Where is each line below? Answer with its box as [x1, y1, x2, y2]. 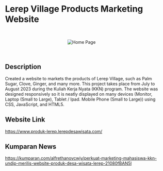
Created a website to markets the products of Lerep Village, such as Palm [5, 75, 152, 81]
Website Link [5, 116, 45, 124]
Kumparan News [5, 142, 57, 151]
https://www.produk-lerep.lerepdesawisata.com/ [5, 128, 103, 134]
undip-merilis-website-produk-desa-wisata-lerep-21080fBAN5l [5, 160, 132, 166]
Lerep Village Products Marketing [5, 3, 143, 15]
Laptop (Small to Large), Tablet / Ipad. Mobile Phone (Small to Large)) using [5, 96, 156, 102]
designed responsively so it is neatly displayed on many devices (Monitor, [5, 91, 153, 97]
